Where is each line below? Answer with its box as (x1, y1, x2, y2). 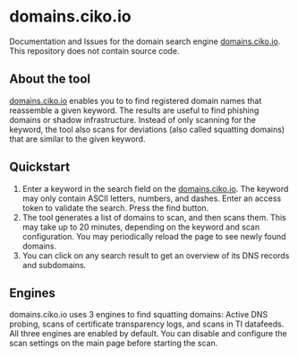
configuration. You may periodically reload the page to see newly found (21, 231, 286, 241)
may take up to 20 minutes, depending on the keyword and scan (21, 222, 260, 232)
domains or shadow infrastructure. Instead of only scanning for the (9, 114, 257, 125)
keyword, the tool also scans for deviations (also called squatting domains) (9, 124, 285, 135)
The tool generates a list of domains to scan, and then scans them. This (21, 212, 286, 222)
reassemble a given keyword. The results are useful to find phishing (9, 105, 260, 116)
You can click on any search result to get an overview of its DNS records (21, 249, 290, 261)
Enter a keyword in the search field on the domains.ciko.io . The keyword (21, 183, 289, 194)
